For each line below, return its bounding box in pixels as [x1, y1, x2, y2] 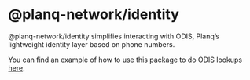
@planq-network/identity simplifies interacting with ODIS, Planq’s [8, 31, 220, 41]
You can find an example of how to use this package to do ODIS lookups [8, 55, 242, 64]
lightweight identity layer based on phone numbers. [8, 39, 175, 49]
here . [8, 63, 25, 72]
